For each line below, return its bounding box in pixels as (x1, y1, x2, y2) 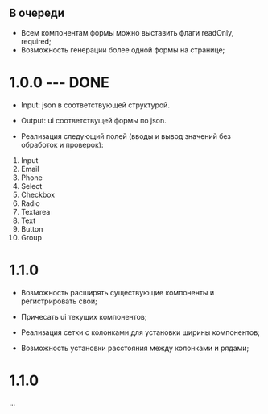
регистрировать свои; (20, 296, 97, 306)
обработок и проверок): (20, 140, 104, 149)
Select (20, 181, 43, 190)
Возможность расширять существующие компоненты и (20, 287, 215, 297)
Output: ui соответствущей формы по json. (20, 115, 167, 125)
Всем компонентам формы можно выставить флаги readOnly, (20, 27, 234, 37)
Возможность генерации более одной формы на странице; (20, 44, 225, 55)
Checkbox (20, 190, 56, 199)
